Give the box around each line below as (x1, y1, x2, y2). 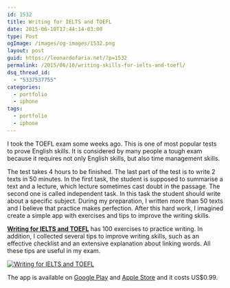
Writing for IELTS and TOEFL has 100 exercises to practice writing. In (7, 224, 203, 233)
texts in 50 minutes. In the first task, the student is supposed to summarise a (7, 175, 223, 183)
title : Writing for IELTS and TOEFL (7, 18, 112, 25)
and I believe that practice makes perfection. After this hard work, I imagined (7, 203, 224, 212)
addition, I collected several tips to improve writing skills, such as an (7, 232, 200, 240)
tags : (7, 105, 23, 113)
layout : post (7, 47, 45, 54)
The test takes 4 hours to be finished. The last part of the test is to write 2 (7, 167, 216, 175)
